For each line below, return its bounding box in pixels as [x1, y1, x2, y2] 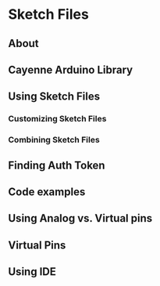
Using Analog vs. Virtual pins [8, 212, 153, 225]
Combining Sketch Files [8, 135, 100, 146]
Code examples [8, 185, 86, 198]
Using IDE [8, 265, 56, 279]
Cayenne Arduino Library [8, 63, 133, 76]
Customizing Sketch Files [8, 114, 107, 125]
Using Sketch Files [8, 90, 100, 103]
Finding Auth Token [8, 158, 105, 172]
